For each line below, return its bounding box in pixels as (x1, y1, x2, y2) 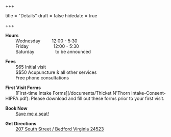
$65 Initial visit (15, 64, 46, 70)
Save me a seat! (15, 111, 50, 117)
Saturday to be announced (15, 49, 91, 54)
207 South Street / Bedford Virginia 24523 (15, 126, 104, 132)
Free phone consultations (15, 75, 69, 80)
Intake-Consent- (131, 90, 166, 96)
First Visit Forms (5, 85, 41, 91)
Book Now (5, 105, 28, 111)
